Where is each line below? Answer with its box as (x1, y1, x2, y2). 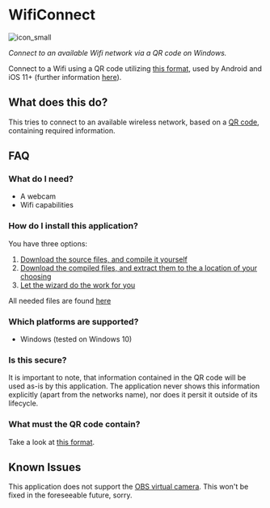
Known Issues (8, 460, 82, 474)
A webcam (19, 191, 57, 201)
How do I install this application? (8, 220, 139, 232)
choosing (19, 271, 52, 281)
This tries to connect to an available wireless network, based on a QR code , (8, 117, 260, 127)
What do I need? (8, 174, 74, 185)
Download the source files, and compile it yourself (19, 254, 188, 264)
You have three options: (8, 238, 87, 248)
